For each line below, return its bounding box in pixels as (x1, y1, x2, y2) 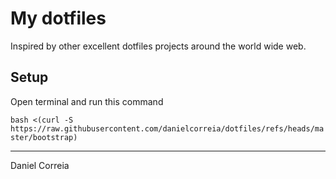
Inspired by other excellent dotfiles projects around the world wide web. (10, 40, 307, 52)
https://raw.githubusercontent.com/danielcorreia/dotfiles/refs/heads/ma (10, 123, 325, 134)
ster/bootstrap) (10, 132, 78, 142)
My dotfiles (10, 7, 107, 30)
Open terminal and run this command (10, 95, 164, 107)
